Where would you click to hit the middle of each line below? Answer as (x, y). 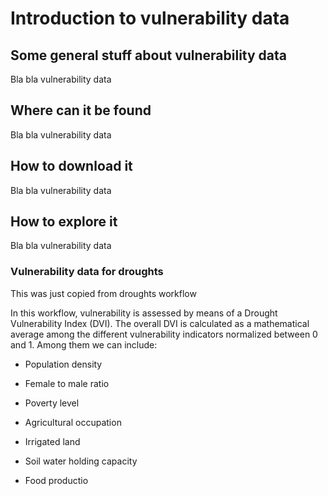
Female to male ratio (67, 383)
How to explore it (64, 222)
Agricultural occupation (73, 422)
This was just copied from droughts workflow (103, 293)
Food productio (56, 480)
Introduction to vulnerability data (150, 18)
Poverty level (52, 403)
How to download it (71, 166)
